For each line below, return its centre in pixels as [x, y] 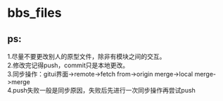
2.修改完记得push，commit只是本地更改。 [68, 65]
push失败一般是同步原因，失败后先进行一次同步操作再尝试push [104, 90]
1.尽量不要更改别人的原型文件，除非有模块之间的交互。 [87, 56]
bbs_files [34, 13]
